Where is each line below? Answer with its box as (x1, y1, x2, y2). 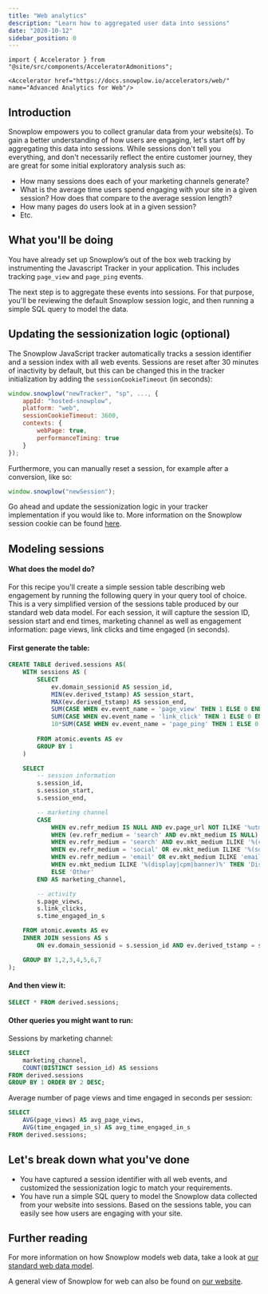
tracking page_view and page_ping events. (8, 271, 144, 281)
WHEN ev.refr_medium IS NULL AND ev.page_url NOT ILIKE (50, 823, 241, 832)
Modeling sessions (8, 541, 105, 556)
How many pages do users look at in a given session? (19, 202, 197, 212)
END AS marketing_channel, (37, 875, 127, 884)
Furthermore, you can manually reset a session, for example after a (8, 463, 229, 473)
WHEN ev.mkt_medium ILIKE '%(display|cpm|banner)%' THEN (50, 861, 245, 869)
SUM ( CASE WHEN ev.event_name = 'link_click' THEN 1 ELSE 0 (50, 713, 251, 721)
